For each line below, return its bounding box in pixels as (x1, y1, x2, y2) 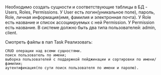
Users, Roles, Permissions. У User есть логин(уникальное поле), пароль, (5, 9, 155, 15)
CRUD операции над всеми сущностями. (5, 48, 82, 53)
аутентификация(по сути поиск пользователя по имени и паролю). (5, 65, 139, 70)
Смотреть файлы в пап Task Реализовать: (5, 39, 93, 45)
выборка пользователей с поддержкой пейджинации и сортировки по (5, 57, 141, 62)
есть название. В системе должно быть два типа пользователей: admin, (5, 25, 156, 30)
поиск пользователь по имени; (5, 53, 67, 58)
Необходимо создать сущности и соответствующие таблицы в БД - (5, 4, 148, 10)
